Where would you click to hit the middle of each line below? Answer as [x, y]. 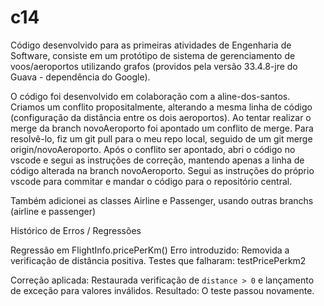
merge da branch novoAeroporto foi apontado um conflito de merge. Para [162, 128]
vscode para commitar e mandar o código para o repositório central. [151, 181]
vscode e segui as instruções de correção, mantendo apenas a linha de [157, 160]
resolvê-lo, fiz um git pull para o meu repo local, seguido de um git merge [161, 138]
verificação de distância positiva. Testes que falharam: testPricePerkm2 [158, 260]
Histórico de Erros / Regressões [76, 230]
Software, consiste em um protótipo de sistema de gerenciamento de [153, 55]
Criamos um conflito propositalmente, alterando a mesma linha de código [161, 107]
